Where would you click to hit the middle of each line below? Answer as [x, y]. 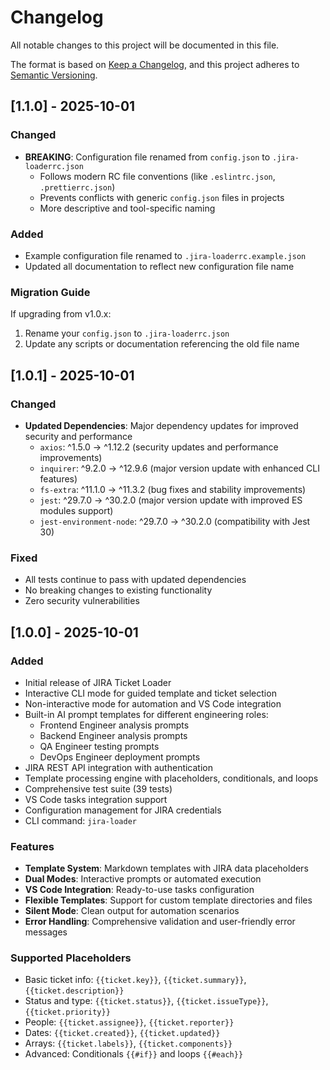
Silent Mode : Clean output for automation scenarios [132, 911]
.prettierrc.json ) [77, 187]
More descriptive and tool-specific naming [127, 208]
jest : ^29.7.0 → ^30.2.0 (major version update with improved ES [171, 500]
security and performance [78, 436]
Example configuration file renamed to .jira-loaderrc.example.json [165, 255]
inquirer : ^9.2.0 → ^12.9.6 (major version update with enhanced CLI [179, 468]
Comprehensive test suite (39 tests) [98, 788]
